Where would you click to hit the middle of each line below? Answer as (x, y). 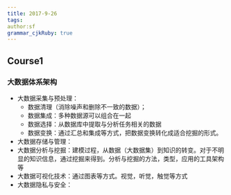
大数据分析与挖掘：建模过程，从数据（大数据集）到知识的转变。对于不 (118, 150)
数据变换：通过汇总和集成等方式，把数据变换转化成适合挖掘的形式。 (125, 133)
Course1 (25, 61)
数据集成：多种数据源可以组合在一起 (79, 115)
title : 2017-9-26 (32, 13)
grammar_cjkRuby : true (40, 33)
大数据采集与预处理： (48, 98)
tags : (15, 20)
